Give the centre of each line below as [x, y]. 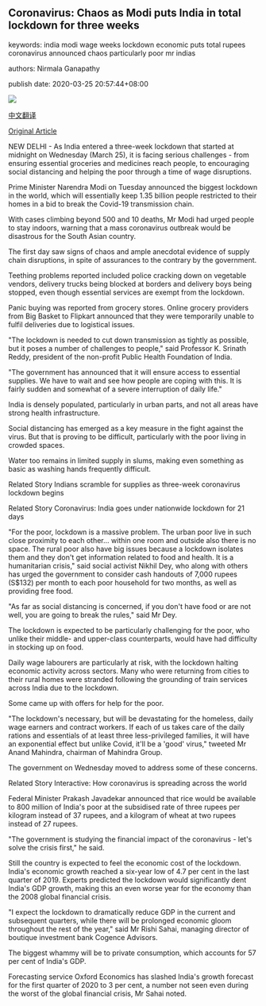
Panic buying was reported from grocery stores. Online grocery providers [128, 307]
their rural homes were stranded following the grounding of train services [128, 679]
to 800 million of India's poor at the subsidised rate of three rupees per [124, 807]
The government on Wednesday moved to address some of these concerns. [133, 767]
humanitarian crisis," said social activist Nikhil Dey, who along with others [128, 565]
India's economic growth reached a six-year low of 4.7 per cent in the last [129, 871]
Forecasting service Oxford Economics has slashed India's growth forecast [131, 977]
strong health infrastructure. [54, 413]
